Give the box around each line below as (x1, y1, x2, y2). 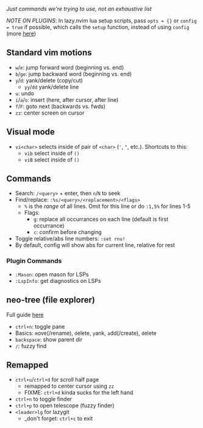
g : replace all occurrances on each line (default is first (33, 216, 169, 223)
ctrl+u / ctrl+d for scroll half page (15, 376, 99, 383)
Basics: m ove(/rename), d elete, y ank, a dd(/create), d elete (15, 329, 157, 337)
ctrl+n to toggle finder (15, 396, 72, 403)
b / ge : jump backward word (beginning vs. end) (15, 70, 132, 77)
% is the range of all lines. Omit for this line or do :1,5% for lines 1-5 (24, 202, 191, 210)
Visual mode (6, 127, 55, 137)
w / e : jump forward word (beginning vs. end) (15, 63, 124, 71)
